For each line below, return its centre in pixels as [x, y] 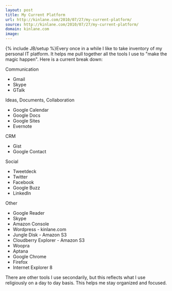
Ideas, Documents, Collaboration [40, 100]
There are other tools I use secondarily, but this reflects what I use [75, 277]
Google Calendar [31, 110]
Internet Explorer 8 [33, 267]
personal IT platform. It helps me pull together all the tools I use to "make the [86, 54]
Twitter [20, 177]
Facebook [23, 182]
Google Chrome [30, 256]
